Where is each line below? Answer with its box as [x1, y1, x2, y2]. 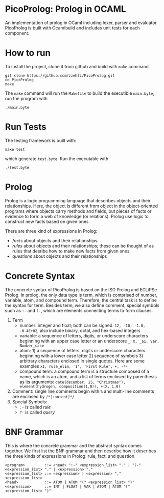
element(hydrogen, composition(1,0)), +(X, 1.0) [19, 384, 121, 389]
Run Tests [5, 121, 47, 133]
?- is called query [19, 409, 55, 415]
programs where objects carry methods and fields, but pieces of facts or [5, 208, 152, 214]
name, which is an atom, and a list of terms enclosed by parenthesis [19, 373, 157, 379]
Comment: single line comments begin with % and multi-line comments [12, 388, 154, 394]
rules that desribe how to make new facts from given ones [12, 248, 130, 254]
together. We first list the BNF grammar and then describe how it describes [5, 448, 157, 454]
